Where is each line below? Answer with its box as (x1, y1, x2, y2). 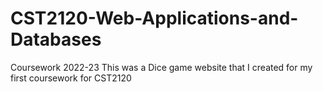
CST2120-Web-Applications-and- (10, 7, 299, 30)
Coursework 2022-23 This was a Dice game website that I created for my (10, 61, 313, 73)
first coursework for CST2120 (10, 72, 132, 84)
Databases (10, 28, 102, 51)
